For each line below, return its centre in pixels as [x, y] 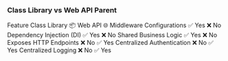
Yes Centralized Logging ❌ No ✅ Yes [59, 50]
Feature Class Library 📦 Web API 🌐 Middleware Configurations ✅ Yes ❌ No [114, 25]
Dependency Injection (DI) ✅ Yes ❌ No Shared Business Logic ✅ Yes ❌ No [112, 35]
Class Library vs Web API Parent [62, 10]
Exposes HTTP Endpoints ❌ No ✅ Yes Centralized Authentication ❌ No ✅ [111, 43]
